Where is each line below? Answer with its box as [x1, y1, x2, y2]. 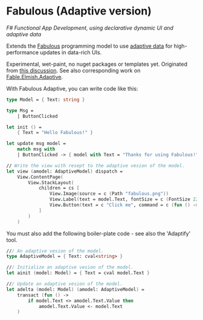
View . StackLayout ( [28, 179, 74, 185]
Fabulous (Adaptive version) [6, 4, 152, 18]
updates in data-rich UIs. [40, 48, 102, 56]
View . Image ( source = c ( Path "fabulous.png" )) [49, 191, 169, 197]
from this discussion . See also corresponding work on [6, 66, 141, 74]
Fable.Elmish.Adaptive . [6, 73, 63, 80]
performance [6, 48, 39, 56]
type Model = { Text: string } [6, 97, 85, 103]
